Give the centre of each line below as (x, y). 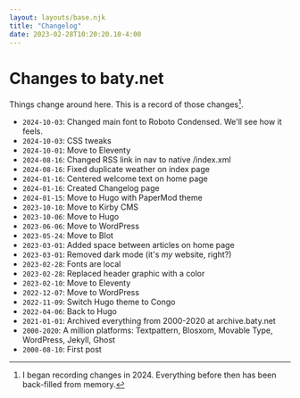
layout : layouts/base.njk (57, 17)
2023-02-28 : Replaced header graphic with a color (113, 273)
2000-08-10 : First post (62, 349)
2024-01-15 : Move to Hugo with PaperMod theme (112, 197)
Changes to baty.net (87, 78)
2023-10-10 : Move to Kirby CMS (80, 207)
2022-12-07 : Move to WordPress (81, 292)
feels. (32, 131)
